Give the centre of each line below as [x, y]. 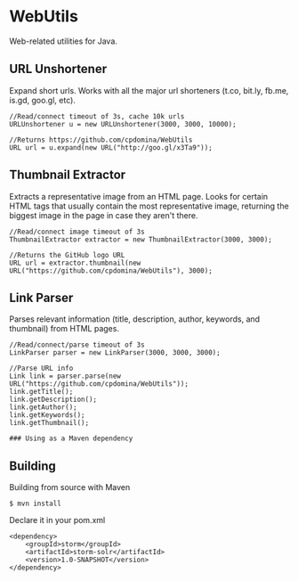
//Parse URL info [41, 368]
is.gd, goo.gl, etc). [42, 100]
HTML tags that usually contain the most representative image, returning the [149, 206]
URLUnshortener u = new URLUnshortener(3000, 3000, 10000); [123, 124]
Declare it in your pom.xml [57, 520]
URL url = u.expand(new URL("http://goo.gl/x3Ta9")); [111, 147]
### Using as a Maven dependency [71, 438]
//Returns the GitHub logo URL [67, 255]
